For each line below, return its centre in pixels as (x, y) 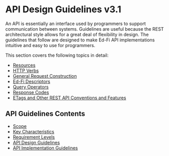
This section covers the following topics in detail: (57, 55)
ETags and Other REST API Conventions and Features (69, 98)
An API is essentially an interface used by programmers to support (76, 24)
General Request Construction (45, 76)
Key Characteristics (33, 131)
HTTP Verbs (26, 71)
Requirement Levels (34, 137)
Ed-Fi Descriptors (31, 81)
